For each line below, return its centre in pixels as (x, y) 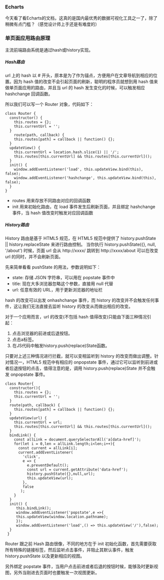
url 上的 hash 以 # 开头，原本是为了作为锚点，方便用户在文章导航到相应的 (79, 75)
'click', (32, 457)
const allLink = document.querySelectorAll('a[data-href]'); (77, 439)
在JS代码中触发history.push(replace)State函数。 (61, 345)
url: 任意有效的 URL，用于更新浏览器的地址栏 (57, 290)
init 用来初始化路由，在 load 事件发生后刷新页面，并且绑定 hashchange (84, 207)
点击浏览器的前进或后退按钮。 (42, 333)
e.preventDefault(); (48, 465)
